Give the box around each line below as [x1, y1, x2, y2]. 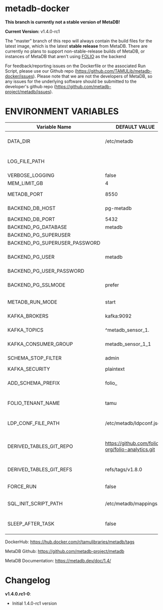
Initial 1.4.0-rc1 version [12, 600, 57, 606]
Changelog [5, 575, 50, 586]
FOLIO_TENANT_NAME [7, 400, 60, 406]
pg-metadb [105, 205, 132, 211]
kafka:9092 [105, 312, 132, 319]
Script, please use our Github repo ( [5, 68, 77, 74]
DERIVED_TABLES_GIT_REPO [7, 443, 73, 450]
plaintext [105, 365, 125, 372]
